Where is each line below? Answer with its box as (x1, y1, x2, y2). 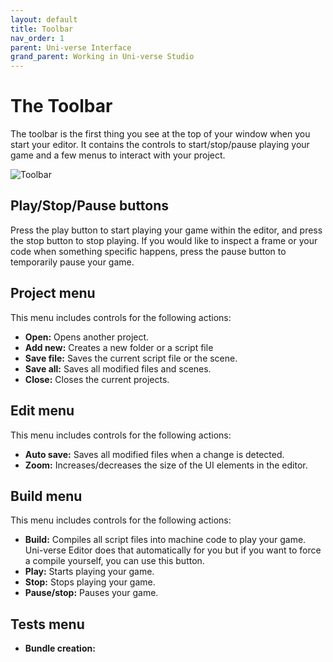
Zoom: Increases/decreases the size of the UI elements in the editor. (24, 459, 308, 471)
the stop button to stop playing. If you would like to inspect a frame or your (10, 234, 318, 246)
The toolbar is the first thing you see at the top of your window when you (10, 128, 311, 140)
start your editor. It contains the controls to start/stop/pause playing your (10, 139, 310, 151)
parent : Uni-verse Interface (10, 42, 132, 53)
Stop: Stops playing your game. (24, 576, 156, 588)
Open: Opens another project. (24, 331, 150, 343)
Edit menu (10, 402, 75, 420)
